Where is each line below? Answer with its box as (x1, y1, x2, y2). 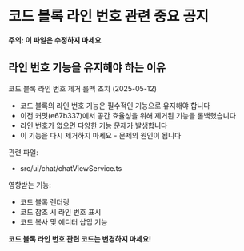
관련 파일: (8, 147, 38, 157)
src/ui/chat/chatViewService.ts (19, 163, 122, 173)
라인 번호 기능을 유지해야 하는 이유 (8, 61, 166, 74)
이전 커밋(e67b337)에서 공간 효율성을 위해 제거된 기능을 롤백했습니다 (19, 110, 237, 120)
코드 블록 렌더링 (19, 197, 70, 206)
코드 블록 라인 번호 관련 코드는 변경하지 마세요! (8, 233, 152, 244)
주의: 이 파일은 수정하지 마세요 (8, 35, 102, 45)
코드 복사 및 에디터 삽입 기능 (19, 217, 108, 226)
